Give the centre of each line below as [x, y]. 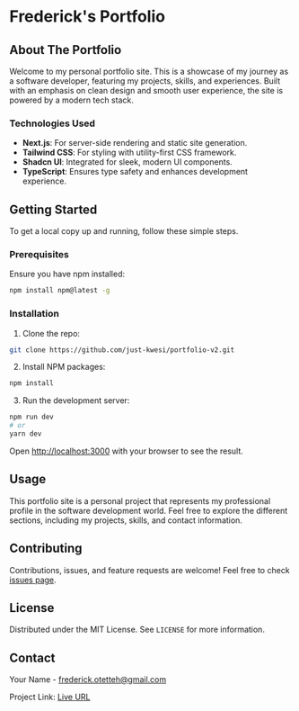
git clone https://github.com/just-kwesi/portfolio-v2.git [122, 350]
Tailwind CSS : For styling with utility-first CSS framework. [129, 153]
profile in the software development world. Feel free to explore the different [149, 510]
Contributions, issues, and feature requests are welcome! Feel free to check [149, 570]
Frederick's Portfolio [88, 17]
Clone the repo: [51, 333]
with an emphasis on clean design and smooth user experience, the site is [146, 90]
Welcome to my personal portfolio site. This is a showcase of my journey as [149, 71]
